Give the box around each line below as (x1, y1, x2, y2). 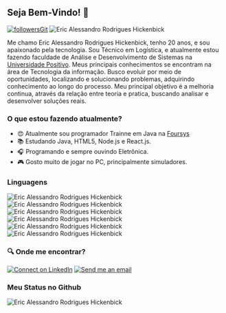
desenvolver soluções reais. (7, 97, 87, 105)
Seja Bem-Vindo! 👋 (7, 7, 89, 19)
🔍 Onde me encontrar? (7, 247, 86, 257)
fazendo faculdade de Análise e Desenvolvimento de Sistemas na (7, 53, 192, 61)
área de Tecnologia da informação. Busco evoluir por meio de (7, 67, 182, 76)
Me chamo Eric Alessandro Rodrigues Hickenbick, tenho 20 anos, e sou (7, 38, 210, 47)
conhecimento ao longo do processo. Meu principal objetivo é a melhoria (7, 82, 214, 90)
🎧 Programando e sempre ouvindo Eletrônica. (16, 148, 149, 156)
